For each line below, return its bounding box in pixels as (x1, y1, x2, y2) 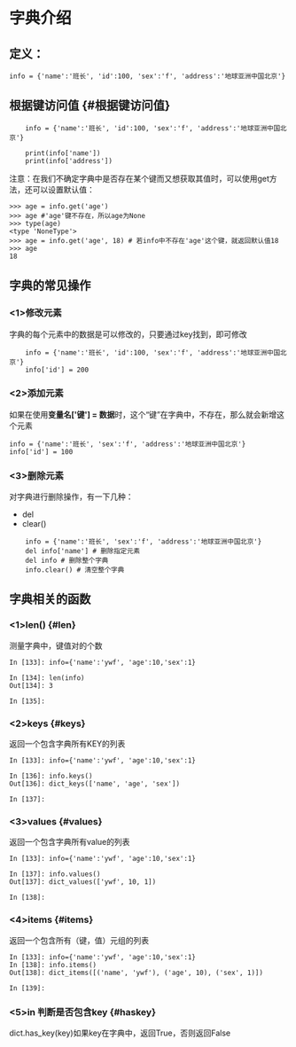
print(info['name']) (25, 148, 101, 158)
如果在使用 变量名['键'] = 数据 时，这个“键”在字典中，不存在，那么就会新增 (9, 409, 277, 419)
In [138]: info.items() (9, 960, 97, 969)
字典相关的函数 (9, 591, 91, 607)
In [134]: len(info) (9, 673, 86, 683)
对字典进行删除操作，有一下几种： (9, 491, 134, 502)
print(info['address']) (25, 156, 113, 165)
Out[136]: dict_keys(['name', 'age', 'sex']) (9, 779, 180, 789)
